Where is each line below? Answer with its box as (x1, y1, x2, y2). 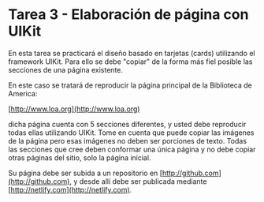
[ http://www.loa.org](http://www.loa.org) (8, 104, 140, 114)
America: (8, 88, 38, 98)
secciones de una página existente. (8, 65, 124, 74)
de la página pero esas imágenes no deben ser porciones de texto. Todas (8, 136, 247, 145)
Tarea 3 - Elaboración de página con (8, 6, 249, 24)
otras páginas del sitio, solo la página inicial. (8, 152, 151, 163)
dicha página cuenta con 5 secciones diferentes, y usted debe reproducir (8, 119, 247, 129)
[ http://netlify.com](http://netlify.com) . (8, 185, 132, 194)
